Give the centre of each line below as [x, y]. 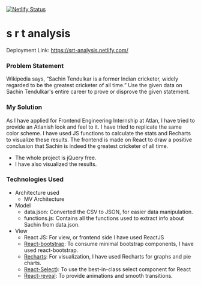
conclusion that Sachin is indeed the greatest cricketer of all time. [87, 146]
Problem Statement [35, 66]
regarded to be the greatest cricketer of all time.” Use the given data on [94, 85]
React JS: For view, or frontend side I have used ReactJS [94, 237]
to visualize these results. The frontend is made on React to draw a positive [99, 139]
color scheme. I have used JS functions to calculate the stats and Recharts [98, 133]
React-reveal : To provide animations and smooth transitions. [98, 275]
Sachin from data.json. [52, 224]
